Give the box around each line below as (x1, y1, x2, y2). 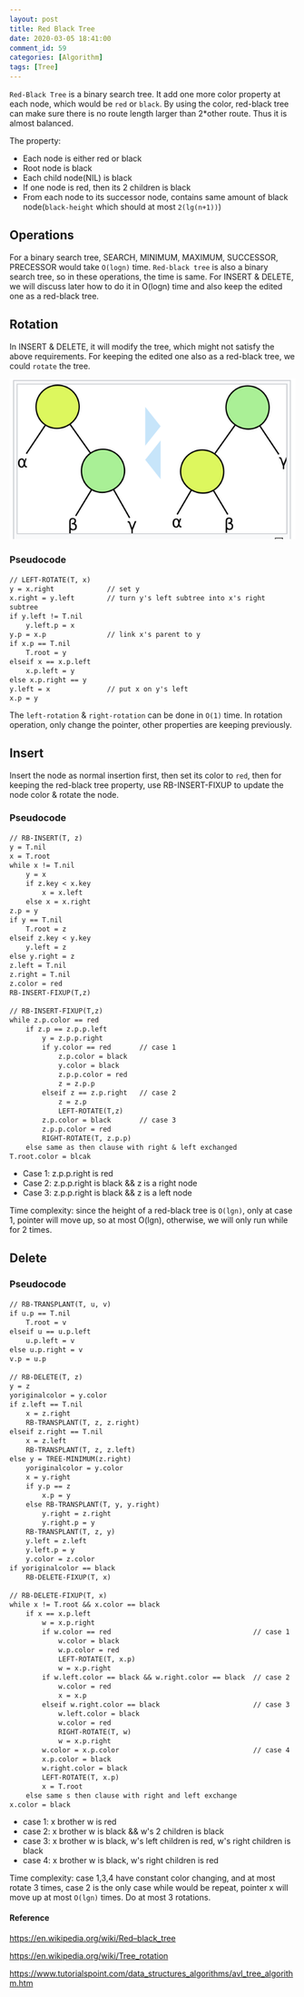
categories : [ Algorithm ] (9, 53, 103, 63)
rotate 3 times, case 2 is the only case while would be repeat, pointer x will (9, 1881, 289, 1892)
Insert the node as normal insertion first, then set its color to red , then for (9, 770, 282, 781)
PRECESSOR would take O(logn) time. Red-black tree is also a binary (9, 261, 269, 272)
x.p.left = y (25, 666, 75, 675)
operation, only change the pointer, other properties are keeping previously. (9, 719, 292, 730)
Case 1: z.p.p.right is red (22, 1167, 113, 1178)
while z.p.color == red (9, 1015, 100, 1024)
